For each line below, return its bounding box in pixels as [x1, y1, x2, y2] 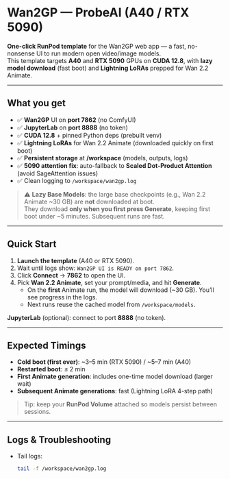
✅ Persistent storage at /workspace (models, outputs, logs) [16, 153, 188, 162]
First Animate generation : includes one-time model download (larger [16, 372, 214, 381]
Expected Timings [7, 339, 86, 351]
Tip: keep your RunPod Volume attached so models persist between [23, 400, 218, 408]
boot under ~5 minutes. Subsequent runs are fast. [23, 212, 166, 220]
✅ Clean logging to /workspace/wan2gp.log [16, 176, 137, 184]
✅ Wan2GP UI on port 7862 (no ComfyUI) [16, 115, 136, 124]
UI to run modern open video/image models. [36, 49, 162, 58]
